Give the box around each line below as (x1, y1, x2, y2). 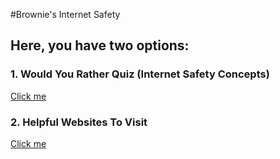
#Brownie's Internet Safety (10, 9, 121, 20)
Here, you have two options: (10, 37, 190, 54)
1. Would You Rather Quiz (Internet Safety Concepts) (10, 67, 270, 81)
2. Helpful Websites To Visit (10, 115, 148, 129)
